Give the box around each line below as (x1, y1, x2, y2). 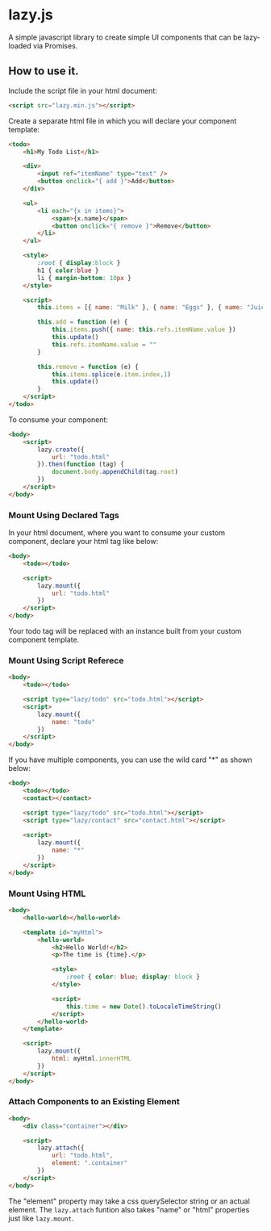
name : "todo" (51, 718, 95, 726)
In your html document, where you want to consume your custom (8, 528, 226, 538)
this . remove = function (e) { (37, 362, 139, 371)
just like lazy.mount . (8, 1213, 74, 1223)
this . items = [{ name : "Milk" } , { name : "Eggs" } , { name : (37, 304, 244, 312)
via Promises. (33, 40, 78, 50)
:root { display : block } (37, 259, 121, 267)
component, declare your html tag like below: (8, 537, 159, 546)
